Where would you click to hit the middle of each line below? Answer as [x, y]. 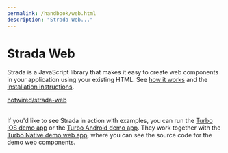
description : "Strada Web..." [50, 20]
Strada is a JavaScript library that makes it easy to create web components [113, 72]
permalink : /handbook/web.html [52, 13]
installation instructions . [41, 87]
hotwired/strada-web [37, 100]
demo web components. [41, 142]
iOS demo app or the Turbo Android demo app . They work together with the [114, 128]
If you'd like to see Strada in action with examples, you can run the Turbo [110, 121]
